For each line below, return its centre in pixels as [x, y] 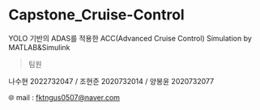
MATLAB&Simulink [39, 47]
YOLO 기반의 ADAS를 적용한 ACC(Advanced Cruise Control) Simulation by [130, 38]
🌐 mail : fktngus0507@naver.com [64, 97]
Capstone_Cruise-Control [96, 15]
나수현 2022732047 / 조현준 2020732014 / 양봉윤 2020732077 [111, 81]
